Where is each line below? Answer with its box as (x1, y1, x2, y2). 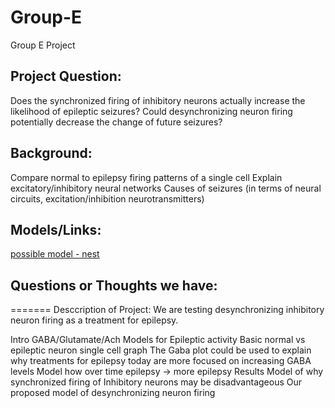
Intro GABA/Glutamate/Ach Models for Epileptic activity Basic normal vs (10, 334, 306, 346)
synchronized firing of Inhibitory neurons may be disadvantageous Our (10, 376, 303, 388)
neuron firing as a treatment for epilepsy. (10, 314, 179, 326)
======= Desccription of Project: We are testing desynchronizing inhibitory (10, 304, 325, 316)
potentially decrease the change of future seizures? (10, 116, 223, 128)
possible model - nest (10, 248, 100, 260)
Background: (10, 145, 93, 162)
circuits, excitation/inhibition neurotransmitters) (10, 192, 205, 205)
